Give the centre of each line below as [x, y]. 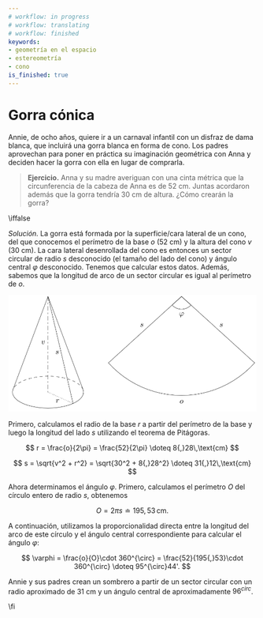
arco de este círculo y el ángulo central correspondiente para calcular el [125, 534]
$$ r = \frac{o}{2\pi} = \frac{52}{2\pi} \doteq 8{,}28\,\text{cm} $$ [132, 447]
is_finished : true [38, 75]
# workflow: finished [44, 33]
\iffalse [19, 218]
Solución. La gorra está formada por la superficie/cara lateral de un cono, [127, 233]
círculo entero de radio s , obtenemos [68, 495]
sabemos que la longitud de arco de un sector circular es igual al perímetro [130, 275]
